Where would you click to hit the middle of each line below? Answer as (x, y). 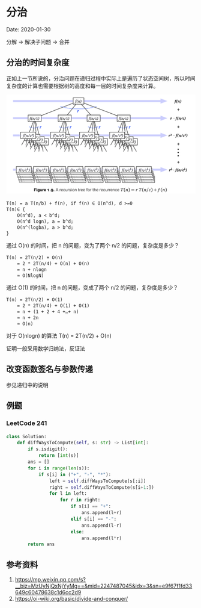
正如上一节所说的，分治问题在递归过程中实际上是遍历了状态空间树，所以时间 (101, 78)
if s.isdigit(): (48, 449)
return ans (41, 544)
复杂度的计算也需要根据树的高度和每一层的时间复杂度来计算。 (82, 85)
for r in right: (80, 500)
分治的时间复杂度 (38, 63)
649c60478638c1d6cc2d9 (48, 592)
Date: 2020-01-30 (28, 29)
